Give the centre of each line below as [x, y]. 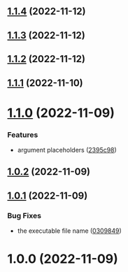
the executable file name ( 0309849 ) [70, 231]
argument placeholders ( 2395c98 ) [67, 150]
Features [23, 134]
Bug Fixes [24, 215]
